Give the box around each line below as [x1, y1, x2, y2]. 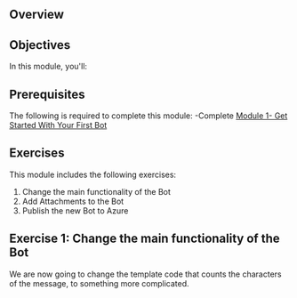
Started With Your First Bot [9, 120, 108, 131]
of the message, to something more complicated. [9, 278, 189, 288]
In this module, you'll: [9, 61, 87, 72]
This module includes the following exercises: [9, 169, 176, 180]
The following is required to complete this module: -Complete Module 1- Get [9, 110, 288, 121]
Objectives [9, 37, 71, 52]
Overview [9, 7, 65, 22]
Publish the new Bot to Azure [21, 205, 129, 216]
